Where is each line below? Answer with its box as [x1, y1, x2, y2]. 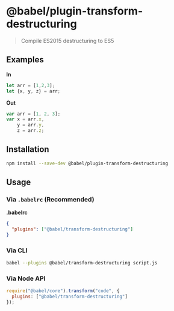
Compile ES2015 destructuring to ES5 [20, 37, 114, 44]
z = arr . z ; [17, 128, 45, 134]
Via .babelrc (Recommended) [6, 195, 95, 203]
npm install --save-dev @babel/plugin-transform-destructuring [6, 160, 169, 166]
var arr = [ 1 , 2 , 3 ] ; [6, 111, 61, 117]
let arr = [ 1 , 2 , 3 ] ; [6, 82, 55, 88]
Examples [6, 54, 44, 65]
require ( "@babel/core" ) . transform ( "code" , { [6, 288, 120, 294]
